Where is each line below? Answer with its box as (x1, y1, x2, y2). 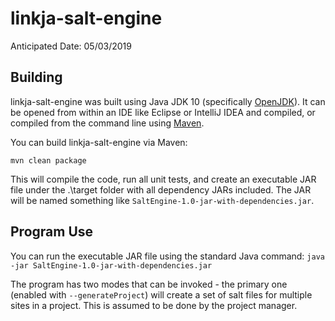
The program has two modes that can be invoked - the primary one (10, 278, 288, 290)
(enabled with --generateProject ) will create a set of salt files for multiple (10, 288, 313, 301)
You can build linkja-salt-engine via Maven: (10, 136, 188, 148)
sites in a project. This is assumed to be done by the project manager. (10, 299, 298, 311)
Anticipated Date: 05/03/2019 (10, 40, 132, 52)
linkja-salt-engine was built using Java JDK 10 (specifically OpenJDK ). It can (10, 95, 326, 107)
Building (10, 69, 63, 86)
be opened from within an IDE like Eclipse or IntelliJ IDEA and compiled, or (10, 106, 316, 118)
